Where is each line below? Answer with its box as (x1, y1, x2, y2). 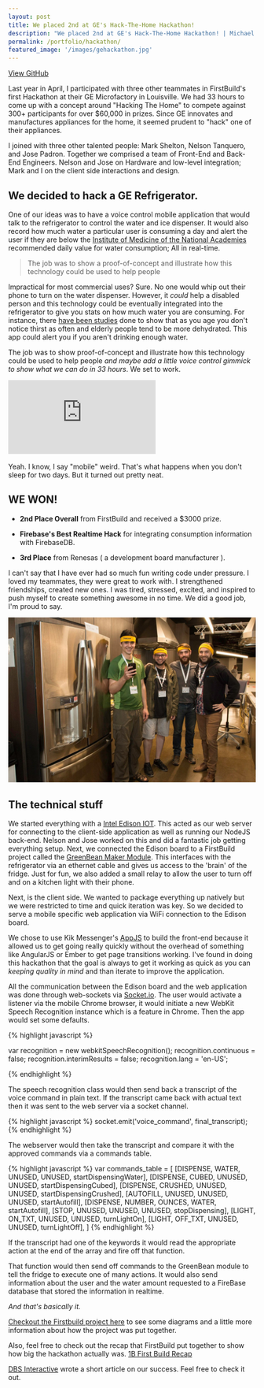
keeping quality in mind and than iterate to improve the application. (8, 967, 225, 976)
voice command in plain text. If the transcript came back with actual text (8, 1093, 242, 1103)
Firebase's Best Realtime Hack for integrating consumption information (19, 529, 252, 539)
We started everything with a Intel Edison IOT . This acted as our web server (8, 819, 253, 829)
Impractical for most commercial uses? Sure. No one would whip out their (8, 282, 246, 291)
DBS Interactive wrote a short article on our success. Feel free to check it (8, 1364, 245, 1374)
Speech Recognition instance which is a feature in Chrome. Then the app (8, 1007, 245, 1016)
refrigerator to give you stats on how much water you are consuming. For (8, 307, 245, 317)
